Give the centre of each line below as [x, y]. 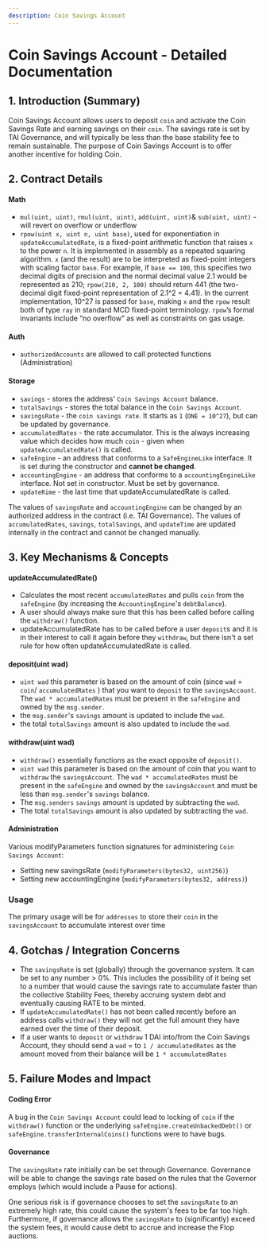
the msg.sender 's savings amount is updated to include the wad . [122, 716]
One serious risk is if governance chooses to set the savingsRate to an [123, 1202]
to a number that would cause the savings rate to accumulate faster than [139, 986]
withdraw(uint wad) [42, 742]
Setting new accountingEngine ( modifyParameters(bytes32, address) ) [134, 879]
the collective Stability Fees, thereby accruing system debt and [123, 994]
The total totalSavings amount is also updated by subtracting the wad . [134, 810]
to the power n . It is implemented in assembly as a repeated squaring [133, 251]
